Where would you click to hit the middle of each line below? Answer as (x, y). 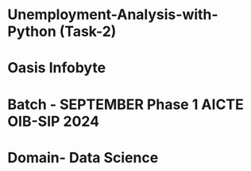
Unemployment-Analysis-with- (113, 15)
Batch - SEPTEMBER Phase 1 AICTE (125, 104)
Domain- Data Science (83, 157)
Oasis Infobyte (57, 68)
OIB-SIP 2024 (54, 121)
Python (32, 31)
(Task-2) (88, 31)
